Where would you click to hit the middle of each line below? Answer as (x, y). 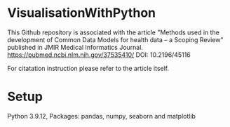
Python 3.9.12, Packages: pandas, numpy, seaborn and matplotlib (102, 116)
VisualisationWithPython (82, 13)
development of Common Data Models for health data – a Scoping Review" (115, 39)
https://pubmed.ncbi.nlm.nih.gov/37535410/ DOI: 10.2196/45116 (99, 55)
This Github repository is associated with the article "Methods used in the (113, 32)
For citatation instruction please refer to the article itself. (88, 68)
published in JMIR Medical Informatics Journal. (75, 47)
